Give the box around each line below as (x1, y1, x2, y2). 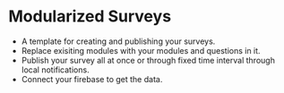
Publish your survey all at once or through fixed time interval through (21, 55, 275, 65)
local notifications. (21, 64, 90, 75)
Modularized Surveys (8, 6, 172, 27)
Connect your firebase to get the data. (21, 73, 163, 84)
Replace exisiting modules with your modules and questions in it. (21, 45, 261, 55)
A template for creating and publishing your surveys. (21, 36, 216, 46)
